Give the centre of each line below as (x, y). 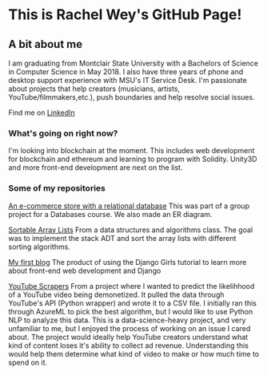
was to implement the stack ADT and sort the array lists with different (122, 238)
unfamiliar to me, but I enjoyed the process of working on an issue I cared (130, 328)
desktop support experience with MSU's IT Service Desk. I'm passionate (128, 80)
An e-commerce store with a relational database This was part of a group (129, 206)
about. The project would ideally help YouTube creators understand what (128, 337)
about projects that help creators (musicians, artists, (94, 89)
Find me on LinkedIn (42, 112)
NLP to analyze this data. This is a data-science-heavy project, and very (127, 320)
